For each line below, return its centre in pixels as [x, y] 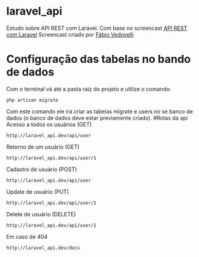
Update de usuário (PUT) [38, 192]
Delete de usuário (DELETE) [41, 214]
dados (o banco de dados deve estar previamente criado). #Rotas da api [97, 118]
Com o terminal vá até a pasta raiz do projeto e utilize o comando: [89, 89]
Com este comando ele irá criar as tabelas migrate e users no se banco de [100, 111]
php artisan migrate [33, 100]
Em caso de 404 [27, 236]
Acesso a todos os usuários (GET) [49, 124]
